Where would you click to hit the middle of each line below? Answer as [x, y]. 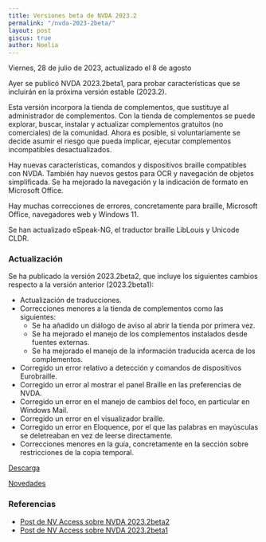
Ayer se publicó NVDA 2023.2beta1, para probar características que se [124, 84]
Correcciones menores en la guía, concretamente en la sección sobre [134, 444]
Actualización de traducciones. [70, 300]
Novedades [27, 484]
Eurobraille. [38, 376]
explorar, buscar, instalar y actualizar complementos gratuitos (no [116, 124]
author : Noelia [33, 45]
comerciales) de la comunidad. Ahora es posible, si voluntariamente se [124, 133]
